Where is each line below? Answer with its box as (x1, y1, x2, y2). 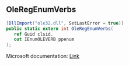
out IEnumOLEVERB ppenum (13, 36, 75, 43)
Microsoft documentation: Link (6, 53, 80, 60)
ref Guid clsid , (13, 31, 54, 37)
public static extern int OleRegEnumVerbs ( (6, 26, 114, 32)
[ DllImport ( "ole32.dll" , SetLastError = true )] (6, 20, 124, 26)
